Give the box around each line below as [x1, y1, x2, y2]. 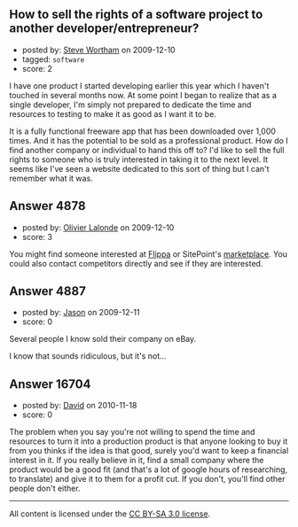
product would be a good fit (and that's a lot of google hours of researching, [9, 464, 288, 475]
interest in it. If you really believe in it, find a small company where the [9, 455, 264, 466]
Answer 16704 [9, 376, 91, 391]
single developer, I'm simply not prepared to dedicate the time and [9, 99, 252, 110]
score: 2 [21, 63, 53, 74]
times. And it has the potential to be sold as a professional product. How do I [9, 135, 288, 145]
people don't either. [9, 483, 82, 494]
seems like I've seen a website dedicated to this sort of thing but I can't [9, 163, 270, 174]
